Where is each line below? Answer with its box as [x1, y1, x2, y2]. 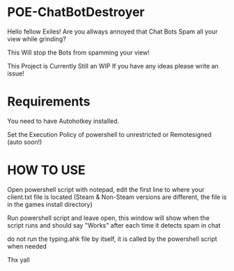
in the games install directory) [7, 200, 93, 208]
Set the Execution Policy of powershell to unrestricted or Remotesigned [7, 130, 212, 138]
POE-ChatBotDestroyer [7, 4, 145, 20]
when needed [7, 242, 47, 250]
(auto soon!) [7, 138, 42, 146]
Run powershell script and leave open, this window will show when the [7, 214, 210, 222]
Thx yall [7, 256, 30, 264]
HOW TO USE [7, 162, 86, 178]
